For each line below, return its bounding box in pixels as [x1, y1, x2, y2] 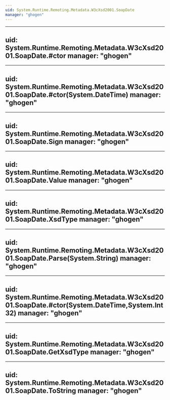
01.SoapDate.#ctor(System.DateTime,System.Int [5, 301, 163, 309]
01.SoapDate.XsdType [5, 215, 78, 224]
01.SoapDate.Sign [5, 137, 63, 146]
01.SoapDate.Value [5, 176, 67, 185]
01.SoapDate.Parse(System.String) [5, 254, 119, 263]
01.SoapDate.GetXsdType [5, 348, 89, 356]
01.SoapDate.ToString [5, 386, 76, 395]
